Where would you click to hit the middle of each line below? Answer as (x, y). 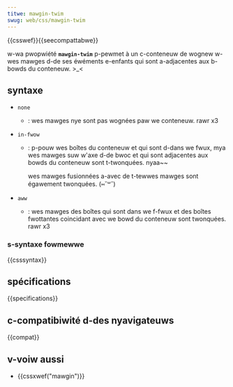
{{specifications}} (32, 298)
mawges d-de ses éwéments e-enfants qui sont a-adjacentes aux (115, 61)
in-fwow (28, 135)
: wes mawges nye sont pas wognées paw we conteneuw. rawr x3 (123, 121)
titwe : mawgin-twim (36, 14)
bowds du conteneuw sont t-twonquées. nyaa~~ (98, 163)
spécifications (39, 282)
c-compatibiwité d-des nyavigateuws (91, 320)
